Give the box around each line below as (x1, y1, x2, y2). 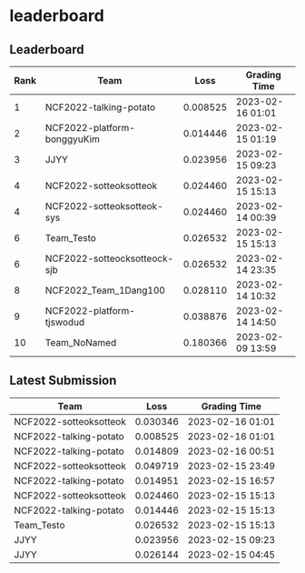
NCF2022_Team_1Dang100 (44, 284, 166, 297)
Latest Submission (9, 373, 117, 388)
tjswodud (44, 316, 85, 328)
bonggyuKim (44, 133, 100, 146)
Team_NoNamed (44, 337, 117, 348)
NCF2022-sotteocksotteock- (44, 252, 174, 265)
